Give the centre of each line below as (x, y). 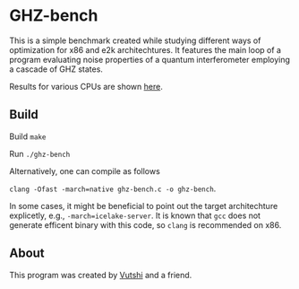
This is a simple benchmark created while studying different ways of (135, 40)
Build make (28, 136)
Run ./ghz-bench (40, 153)
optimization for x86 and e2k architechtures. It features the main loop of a (145, 49)
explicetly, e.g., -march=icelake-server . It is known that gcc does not (135, 215)
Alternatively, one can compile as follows (85, 171)
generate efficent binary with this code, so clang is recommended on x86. (145, 224)
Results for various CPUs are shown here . (86, 86)
